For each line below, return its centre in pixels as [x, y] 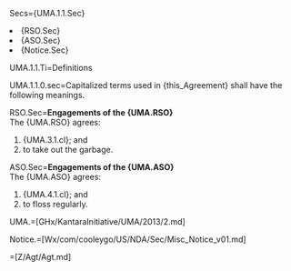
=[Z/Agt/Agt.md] [40, 257]
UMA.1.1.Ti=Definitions [51, 68]
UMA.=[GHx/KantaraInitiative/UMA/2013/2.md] [98, 221]
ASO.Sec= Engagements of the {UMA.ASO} [92, 167]
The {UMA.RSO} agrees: [55, 122]
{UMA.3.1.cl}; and [55, 140]
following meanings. [47, 95]
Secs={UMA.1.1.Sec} [47, 13]
